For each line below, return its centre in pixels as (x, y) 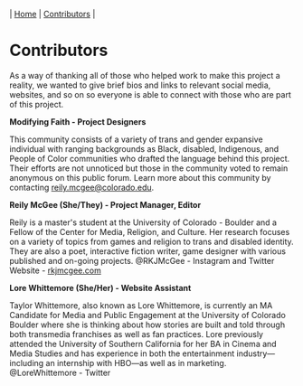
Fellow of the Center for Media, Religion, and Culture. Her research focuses (150, 231)
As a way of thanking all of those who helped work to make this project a (145, 75)
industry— (256, 353)
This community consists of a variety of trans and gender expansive (137, 139)
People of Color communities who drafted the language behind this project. (150, 158)
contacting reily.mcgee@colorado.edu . (82, 187)
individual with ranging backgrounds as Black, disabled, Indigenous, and (144, 148)
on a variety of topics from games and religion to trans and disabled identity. (151, 241)
